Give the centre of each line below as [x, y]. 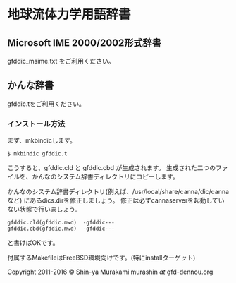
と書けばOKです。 [33, 243]
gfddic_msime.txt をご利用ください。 [61, 61]
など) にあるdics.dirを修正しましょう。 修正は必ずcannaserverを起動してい [116, 200]
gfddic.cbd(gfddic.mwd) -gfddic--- [61, 229]
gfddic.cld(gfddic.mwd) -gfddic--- [61, 223]
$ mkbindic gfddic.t [38, 154]
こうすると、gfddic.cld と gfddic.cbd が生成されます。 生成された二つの [112, 168]
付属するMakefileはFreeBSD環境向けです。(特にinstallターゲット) [101, 258]
